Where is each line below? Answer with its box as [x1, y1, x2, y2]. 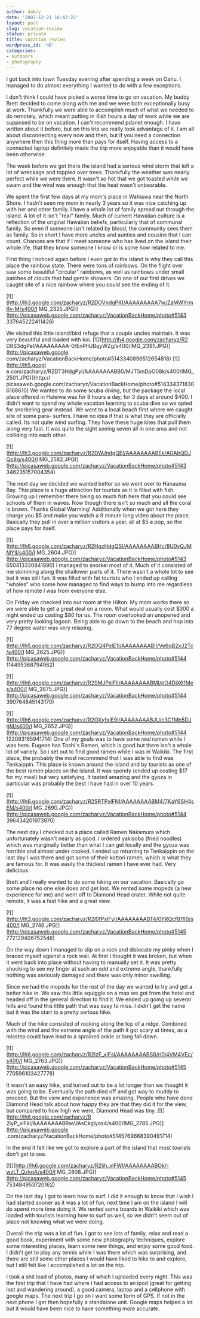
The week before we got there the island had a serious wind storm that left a [6, 162, 194, 169]
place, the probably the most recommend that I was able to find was [6, 754, 174, 761]
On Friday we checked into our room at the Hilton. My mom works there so [6, 598, 190, 605]
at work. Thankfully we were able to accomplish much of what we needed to [6, 106, 194, 113]
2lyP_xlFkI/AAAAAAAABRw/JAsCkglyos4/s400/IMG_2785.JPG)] [6, 1119, 164, 1126]
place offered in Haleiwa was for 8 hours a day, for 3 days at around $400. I [6, 393, 193, 400]
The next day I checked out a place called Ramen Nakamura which [6, 828, 170, 835]
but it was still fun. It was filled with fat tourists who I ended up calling [6, 574, 178, 581]
